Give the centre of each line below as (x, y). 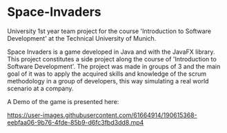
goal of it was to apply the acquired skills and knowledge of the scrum (107, 74)
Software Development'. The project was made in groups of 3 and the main (114, 66)
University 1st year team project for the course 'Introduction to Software (109, 31)
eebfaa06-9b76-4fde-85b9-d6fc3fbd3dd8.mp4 (76, 122)
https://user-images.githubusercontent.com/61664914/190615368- (102, 115)
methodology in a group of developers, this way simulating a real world (108, 81)
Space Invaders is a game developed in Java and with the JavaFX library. (111, 52)
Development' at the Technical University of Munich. (82, 38)
